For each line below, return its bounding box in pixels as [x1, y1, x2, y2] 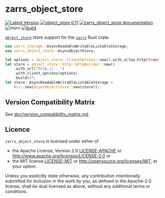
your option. [12, 163, 37, 170]
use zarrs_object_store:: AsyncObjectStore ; [5, 48, 96, 53]
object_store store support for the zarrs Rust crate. [5, 34, 110, 40]
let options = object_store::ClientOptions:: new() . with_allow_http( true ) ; [5, 57, 162, 62]
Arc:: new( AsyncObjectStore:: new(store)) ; [14, 84, 100, 89]
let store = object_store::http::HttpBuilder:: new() [5, 62, 115, 67]
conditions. [5, 189, 28, 195]
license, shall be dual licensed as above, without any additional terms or [5, 183, 151, 189]
